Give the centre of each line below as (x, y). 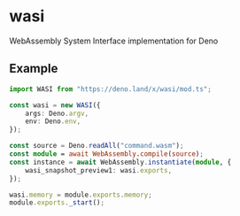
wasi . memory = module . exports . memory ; (81, 195)
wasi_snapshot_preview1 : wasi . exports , (99, 170)
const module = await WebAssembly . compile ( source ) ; (106, 154)
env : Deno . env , (53, 121)
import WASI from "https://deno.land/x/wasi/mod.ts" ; (111, 89)
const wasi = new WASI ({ (55, 105)
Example (34, 69)
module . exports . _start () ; (57, 203)
